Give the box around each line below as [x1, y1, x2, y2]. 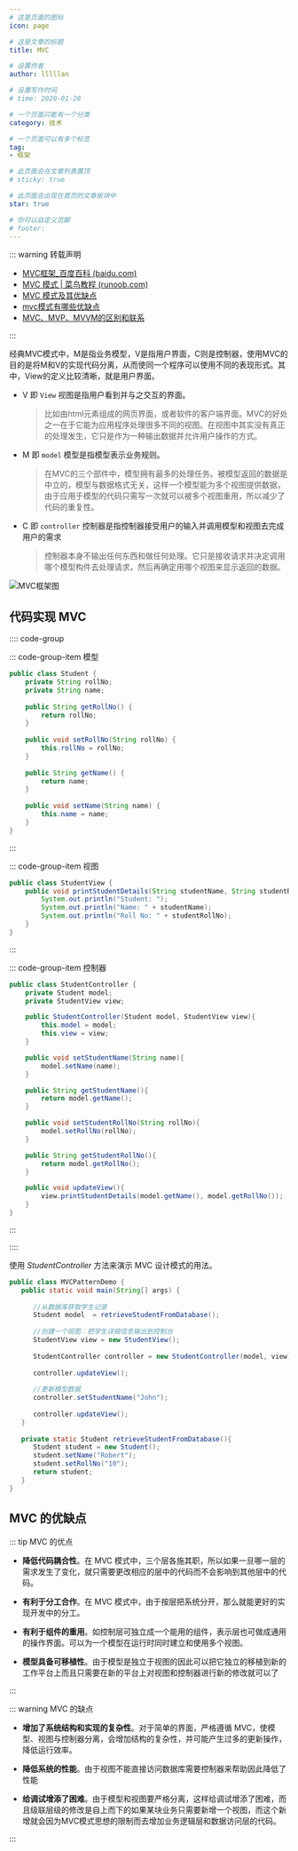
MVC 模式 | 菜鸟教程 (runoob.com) [21, 279, 149, 290]
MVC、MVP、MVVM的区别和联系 [21, 313, 145, 323]
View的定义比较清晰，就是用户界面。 [24, 370, 160, 382]
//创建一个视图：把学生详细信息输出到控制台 [32, 1327, 174, 1337]
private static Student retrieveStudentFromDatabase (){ [20, 1434, 232, 1443]
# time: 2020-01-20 [9, 94, 82, 103]
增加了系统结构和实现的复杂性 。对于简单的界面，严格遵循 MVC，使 [21, 1722, 268, 1733]
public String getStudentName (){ [25, 1085, 149, 1095]
